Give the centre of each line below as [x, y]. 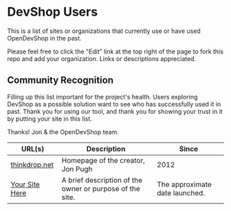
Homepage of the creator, [103, 160]
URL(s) [33, 149]
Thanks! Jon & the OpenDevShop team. [63, 132]
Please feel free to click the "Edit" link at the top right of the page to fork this [115, 51]
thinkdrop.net [32, 164]
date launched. [181, 193]
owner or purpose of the [101, 188]
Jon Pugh [77, 169]
